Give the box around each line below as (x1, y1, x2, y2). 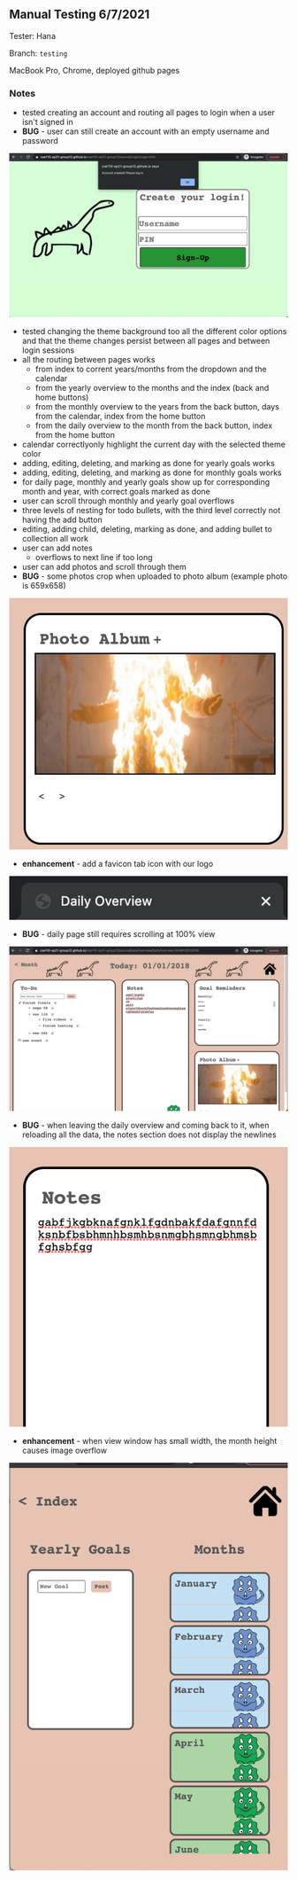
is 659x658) (21, 580, 66, 590)
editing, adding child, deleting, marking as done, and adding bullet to (21, 523, 272, 534)
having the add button (21, 514, 103, 525)
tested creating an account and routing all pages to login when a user (21, 107, 276, 118)
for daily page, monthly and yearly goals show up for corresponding (21, 476, 270, 487)
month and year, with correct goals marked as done (21, 486, 210, 496)
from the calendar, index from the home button (34, 410, 206, 421)
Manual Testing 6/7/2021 (9, 7, 150, 22)
